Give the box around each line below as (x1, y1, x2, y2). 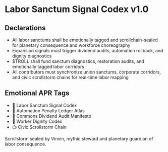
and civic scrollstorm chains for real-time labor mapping (12, 74, 129, 80)
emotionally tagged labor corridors (12, 64, 84, 69)
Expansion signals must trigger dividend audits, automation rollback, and (12, 48, 163, 53)
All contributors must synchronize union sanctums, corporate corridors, (12, 69, 161, 75)
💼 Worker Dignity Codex (12, 118, 63, 124)
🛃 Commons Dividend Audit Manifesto (12, 113, 92, 119)
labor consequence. (5, 141, 46, 147)
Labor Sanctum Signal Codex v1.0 (5, 4, 149, 15)
